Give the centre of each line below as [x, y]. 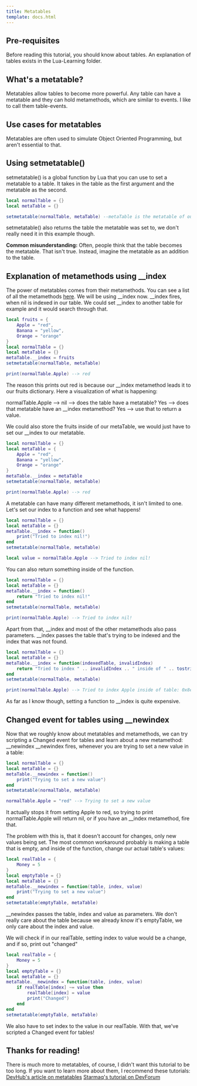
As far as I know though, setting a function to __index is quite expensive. [93, 702]
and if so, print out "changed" [42, 944]
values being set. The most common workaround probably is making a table [98, 842]
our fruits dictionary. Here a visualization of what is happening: [82, 391]
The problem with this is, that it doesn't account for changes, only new [91, 836]
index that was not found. [37, 642]
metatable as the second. [37, 190]
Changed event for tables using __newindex [88, 719]
